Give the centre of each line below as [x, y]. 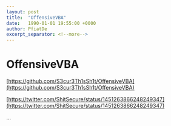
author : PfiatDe [27, 29]
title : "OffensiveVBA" [36, 18]
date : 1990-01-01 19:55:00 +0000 [51, 23]
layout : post [23, 12]
